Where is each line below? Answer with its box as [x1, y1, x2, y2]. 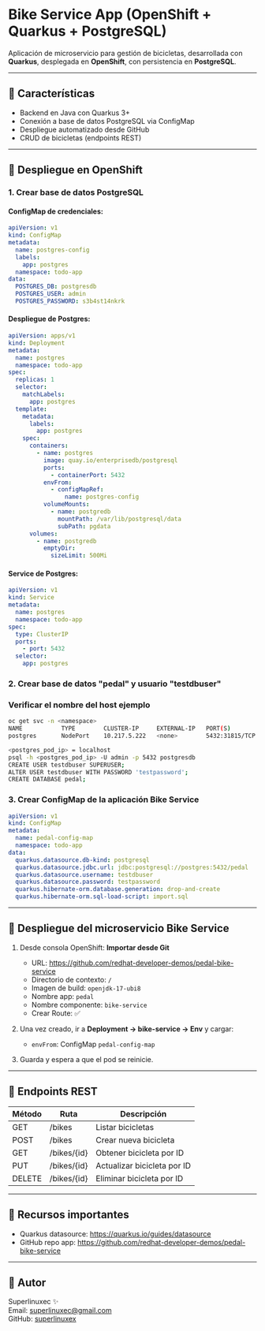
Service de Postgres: [8, 569, 79, 578]
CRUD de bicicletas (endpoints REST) [19, 132, 142, 143]
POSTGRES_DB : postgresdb [15, 282, 97, 291]
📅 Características [8, 87, 95, 100]
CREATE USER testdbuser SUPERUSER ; [8, 761, 125, 769]
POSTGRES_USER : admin [15, 290, 87, 298]
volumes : [28, 530, 58, 538]
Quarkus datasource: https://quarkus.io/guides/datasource [19, 1228, 211, 1239]
